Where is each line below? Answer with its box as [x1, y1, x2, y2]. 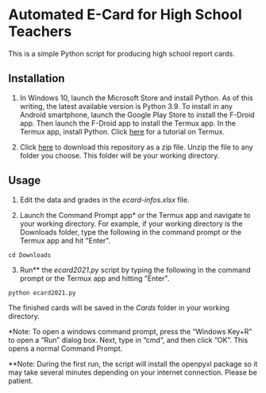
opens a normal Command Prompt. [8, 344, 123, 353]
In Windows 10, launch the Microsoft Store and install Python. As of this [19, 93, 253, 103]
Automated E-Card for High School [8, 6, 242, 24]
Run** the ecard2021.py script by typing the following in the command [19, 265, 252, 274]
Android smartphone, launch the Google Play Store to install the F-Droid [19, 110, 256, 119]
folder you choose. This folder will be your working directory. [19, 150, 220, 160]
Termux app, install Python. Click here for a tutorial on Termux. [19, 126, 225, 136]
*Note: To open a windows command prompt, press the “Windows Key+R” [8, 326, 253, 336]
